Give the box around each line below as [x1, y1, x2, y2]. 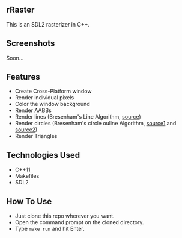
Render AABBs [14, 107, 52, 114]
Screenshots [6, 39, 55, 49]
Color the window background [14, 101, 90, 108]
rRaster [6, 5, 35, 15]
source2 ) [14, 126, 38, 133]
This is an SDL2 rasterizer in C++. [6, 20, 90, 28]
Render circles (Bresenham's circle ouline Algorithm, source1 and [14, 120, 177, 127]
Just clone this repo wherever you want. [14, 212, 115, 219]
